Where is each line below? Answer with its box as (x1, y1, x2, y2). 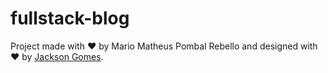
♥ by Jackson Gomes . (10, 50, 104, 62)
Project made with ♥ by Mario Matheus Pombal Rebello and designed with (10, 40, 318, 52)
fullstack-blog (10, 7, 130, 30)
